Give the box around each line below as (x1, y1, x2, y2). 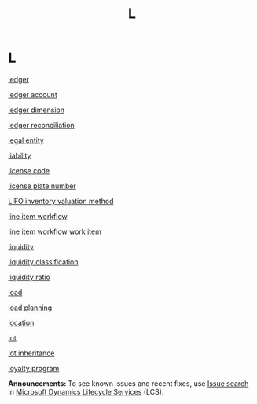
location (8, 318, 35, 327)
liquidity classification (8, 257, 79, 267)
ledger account (8, 89, 57, 99)
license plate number (8, 181, 76, 191)
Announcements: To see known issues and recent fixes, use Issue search (8, 378, 249, 388)
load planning (8, 303, 53, 312)
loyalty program (8, 363, 60, 373)
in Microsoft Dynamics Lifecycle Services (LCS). (8, 387, 164, 396)
